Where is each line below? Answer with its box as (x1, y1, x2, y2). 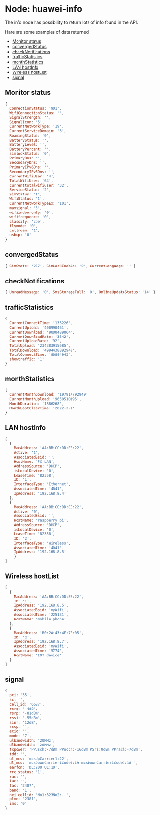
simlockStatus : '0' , (9, 151, 51, 156)
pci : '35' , (9, 693, 32, 698)
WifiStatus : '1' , (9, 196, 45, 201)
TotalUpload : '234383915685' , (9, 343, 71, 348)
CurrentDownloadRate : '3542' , (9, 334, 71, 339)
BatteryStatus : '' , (9, 138, 49, 142)
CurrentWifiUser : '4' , (9, 174, 55, 178)
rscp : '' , (9, 725, 29, 729)
